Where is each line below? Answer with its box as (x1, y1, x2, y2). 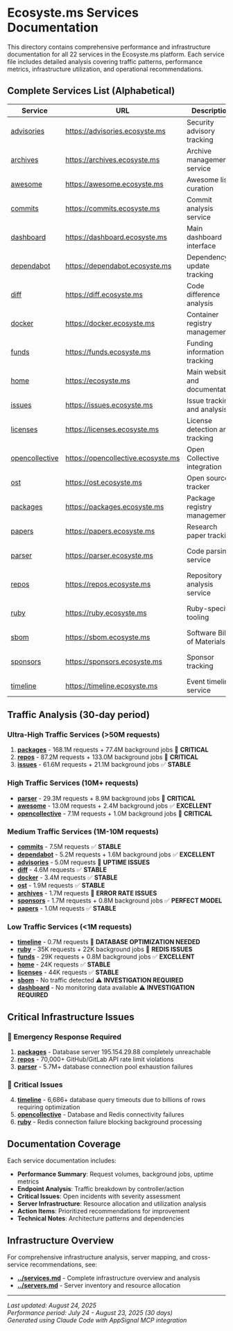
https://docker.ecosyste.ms (65, 318, 155, 328)
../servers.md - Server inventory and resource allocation (17, 1281, 181, 1289)
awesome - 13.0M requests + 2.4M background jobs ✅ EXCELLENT (17, 802, 212, 810)
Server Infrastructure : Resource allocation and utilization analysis (17, 1200, 207, 1208)
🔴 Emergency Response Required (7, 1032, 122, 1042)
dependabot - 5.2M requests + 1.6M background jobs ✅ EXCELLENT (17, 850, 215, 859)
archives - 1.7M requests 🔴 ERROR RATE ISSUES (17, 889, 157, 898)
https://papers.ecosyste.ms (65, 526, 155, 536)
